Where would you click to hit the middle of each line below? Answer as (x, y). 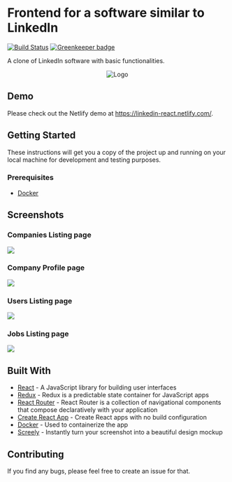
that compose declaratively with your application (87, 410)
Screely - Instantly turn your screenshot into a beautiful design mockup (120, 432)
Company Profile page (46, 268)
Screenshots (36, 215)
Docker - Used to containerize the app (73, 425)
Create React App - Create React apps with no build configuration (112, 418)
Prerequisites (30, 178)
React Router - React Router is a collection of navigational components (119, 402)
